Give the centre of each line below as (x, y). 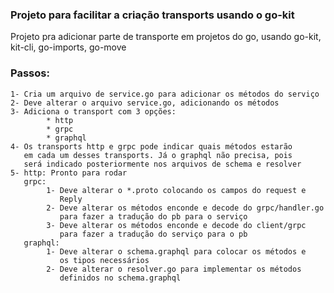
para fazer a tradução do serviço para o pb (153, 234)
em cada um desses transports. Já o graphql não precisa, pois (158, 155)
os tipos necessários (104, 260)
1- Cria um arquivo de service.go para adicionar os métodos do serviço (165, 94)
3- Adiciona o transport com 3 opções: (93, 111)
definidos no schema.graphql (120, 278)
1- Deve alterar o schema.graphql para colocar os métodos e (176, 251)
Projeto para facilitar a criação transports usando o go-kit (152, 15)
